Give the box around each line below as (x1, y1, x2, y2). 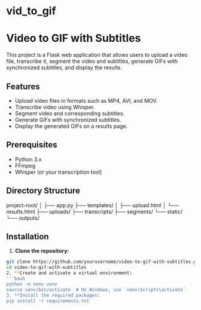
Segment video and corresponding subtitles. (14, 109, 124, 117)
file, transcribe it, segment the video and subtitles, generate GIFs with (6, 58, 178, 65)
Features (6, 81, 40, 91)
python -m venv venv (6, 281, 58, 287)
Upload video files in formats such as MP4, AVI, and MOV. (14, 97, 158, 104)
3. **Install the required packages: (6, 292, 100, 298)
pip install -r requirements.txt (6, 297, 90, 304)
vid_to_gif (6, 4, 56, 18)
